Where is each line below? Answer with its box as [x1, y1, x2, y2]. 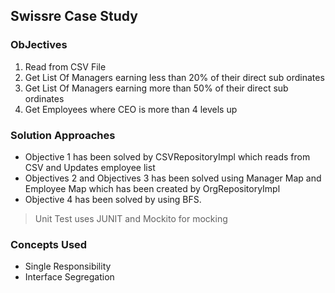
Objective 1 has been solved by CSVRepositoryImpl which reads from [24, 150, 311, 163]
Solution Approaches [10, 128, 116, 142]
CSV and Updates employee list [24, 161, 156, 173]
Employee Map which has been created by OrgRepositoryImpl [24, 182, 281, 194]
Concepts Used [10, 237, 88, 251]
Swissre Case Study [10, 8, 138, 25]
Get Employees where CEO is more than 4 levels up [24, 103, 238, 115]
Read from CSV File [24, 60, 107, 73]
